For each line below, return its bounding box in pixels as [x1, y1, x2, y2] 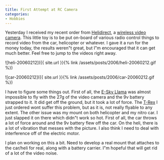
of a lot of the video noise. [5, 150, 58, 156]
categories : [5, 12, 29, 17]
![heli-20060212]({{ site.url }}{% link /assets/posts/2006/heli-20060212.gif [5, 60, 156, 66]
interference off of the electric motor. [5, 130, 80, 137]
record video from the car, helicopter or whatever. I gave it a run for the [5, 40, 148, 46]
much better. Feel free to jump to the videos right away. [5, 50, 117, 56]
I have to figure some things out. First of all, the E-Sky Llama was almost [5, 89, 151, 95]
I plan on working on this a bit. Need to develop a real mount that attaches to [5, 140, 160, 146]
